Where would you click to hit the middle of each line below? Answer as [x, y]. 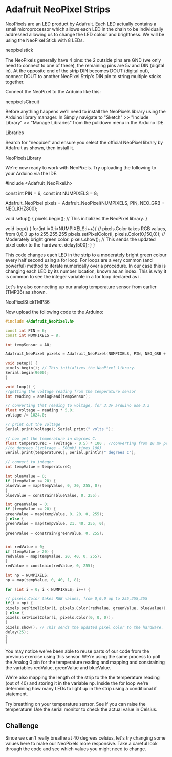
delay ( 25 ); [17, 632]
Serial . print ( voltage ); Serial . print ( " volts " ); [59, 429]
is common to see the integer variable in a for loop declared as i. [73, 276]
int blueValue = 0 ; [26, 476]
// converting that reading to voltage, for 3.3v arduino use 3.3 [78, 406]
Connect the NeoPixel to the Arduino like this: [53, 91]
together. [15, 82]
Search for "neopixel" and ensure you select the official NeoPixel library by [84, 142]
